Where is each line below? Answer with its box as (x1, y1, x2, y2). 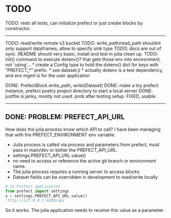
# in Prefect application (5, 184, 60, 189)
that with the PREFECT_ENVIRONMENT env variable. (5, 131, 116, 138)
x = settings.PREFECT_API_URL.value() (5, 193, 88, 199)
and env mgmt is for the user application (5, 72, 90, 78)
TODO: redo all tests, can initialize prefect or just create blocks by (5, 20, 143, 26)
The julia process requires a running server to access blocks (12, 169, 140, 175)
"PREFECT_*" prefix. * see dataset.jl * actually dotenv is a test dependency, (5, 67, 163, 73)
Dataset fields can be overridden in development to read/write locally (12, 174, 158, 180)
